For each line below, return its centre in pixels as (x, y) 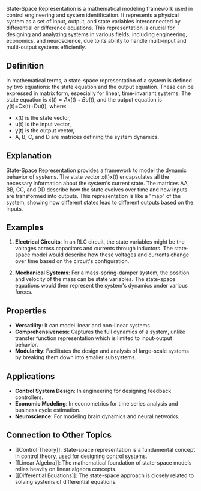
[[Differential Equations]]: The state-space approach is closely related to (104, 475)
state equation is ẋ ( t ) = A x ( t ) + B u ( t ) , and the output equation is (84, 99)
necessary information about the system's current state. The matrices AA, (98, 183)
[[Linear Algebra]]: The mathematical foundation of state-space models (103, 462)
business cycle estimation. (48, 410)
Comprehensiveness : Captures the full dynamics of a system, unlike (100, 332)
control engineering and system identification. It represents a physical (92, 15)
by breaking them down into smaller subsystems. (76, 357)
